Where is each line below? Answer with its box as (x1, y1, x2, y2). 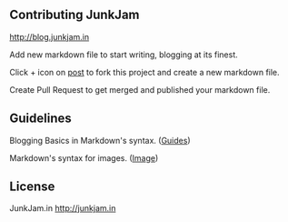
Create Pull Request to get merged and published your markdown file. (9, 84, 271, 95)
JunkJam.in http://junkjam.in (9, 203, 116, 214)
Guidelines (9, 111, 72, 126)
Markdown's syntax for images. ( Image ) (9, 152, 159, 163)
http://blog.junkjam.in (9, 31, 89, 42)
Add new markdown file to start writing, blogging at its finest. (9, 49, 238, 60)
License (9, 179, 55, 195)
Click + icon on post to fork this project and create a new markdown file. (9, 66, 280, 77)
